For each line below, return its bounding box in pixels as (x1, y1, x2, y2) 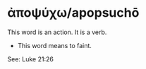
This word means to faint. (17, 41, 92, 49)
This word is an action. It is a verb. (7, 28, 107, 36)
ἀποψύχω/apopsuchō (7, 5, 140, 21)
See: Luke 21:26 (7, 54, 54, 63)
